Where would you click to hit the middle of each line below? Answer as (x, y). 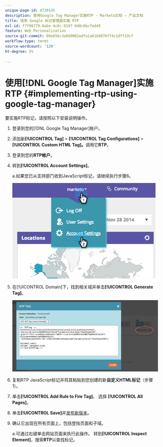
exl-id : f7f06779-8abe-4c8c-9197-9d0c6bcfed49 (53, 26)
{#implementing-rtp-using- (80, 93)
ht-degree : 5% (19, 51)
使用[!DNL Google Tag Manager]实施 (79, 83)
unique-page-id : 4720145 (30, 10)
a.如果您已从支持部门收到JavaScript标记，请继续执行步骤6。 (73, 176)
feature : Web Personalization (36, 31)
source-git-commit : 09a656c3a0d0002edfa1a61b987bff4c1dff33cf (69, 36)
